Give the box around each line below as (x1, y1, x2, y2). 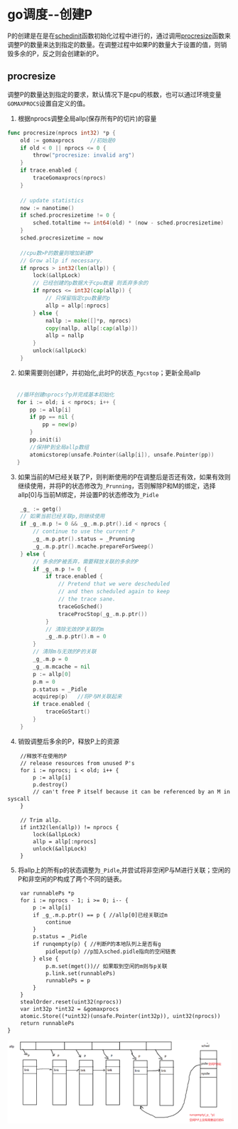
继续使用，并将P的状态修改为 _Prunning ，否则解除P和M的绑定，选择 (17, 482, 216, 490)
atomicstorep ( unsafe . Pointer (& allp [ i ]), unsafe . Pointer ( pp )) (29, 451, 215, 458)
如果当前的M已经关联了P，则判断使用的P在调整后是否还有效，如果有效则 (17, 472, 231, 481)
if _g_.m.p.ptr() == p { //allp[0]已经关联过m (33, 911, 168, 919)
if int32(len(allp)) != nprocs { (20, 823, 119, 831)
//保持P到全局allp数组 (29, 443, 90, 451)
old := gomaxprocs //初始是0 (20, 137, 116, 144)
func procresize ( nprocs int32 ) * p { (7, 129, 116, 136)
